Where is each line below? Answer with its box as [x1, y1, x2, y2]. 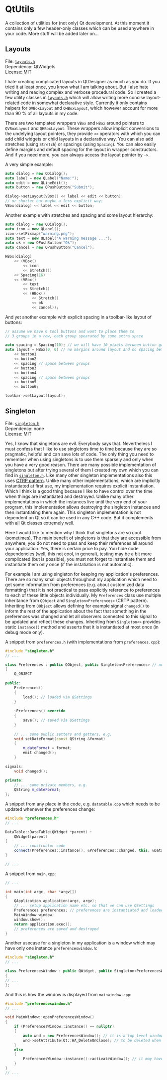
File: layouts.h [5, 58, 35, 64]
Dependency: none [5, 425, 44, 432]
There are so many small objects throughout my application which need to [5, 576, 157, 582]
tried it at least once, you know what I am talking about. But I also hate [5, 84, 149, 90]
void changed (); [14, 769, 48, 773]
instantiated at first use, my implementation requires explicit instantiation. [5, 482, 155, 489]
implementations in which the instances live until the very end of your [5, 498, 148, 504]
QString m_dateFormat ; [14, 787, 61, 792]
